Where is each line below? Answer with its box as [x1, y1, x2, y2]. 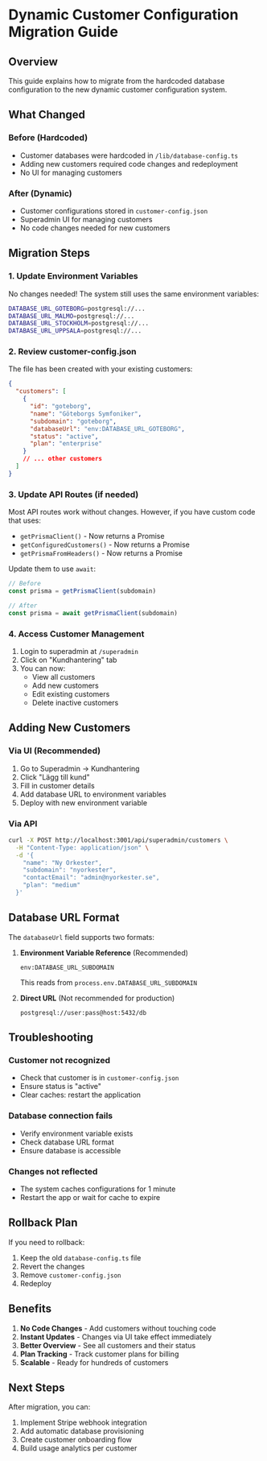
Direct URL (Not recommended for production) [19, 993, 175, 1003]
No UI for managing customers [19, 168, 122, 177]
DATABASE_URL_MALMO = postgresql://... [8, 312, 135, 320]
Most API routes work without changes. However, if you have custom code [8, 507, 256, 517]
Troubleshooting [8, 1031, 94, 1045]
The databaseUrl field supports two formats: [8, 932, 155, 942]
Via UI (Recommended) [8, 745, 101, 756]
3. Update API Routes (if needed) [8, 489, 139, 500]
